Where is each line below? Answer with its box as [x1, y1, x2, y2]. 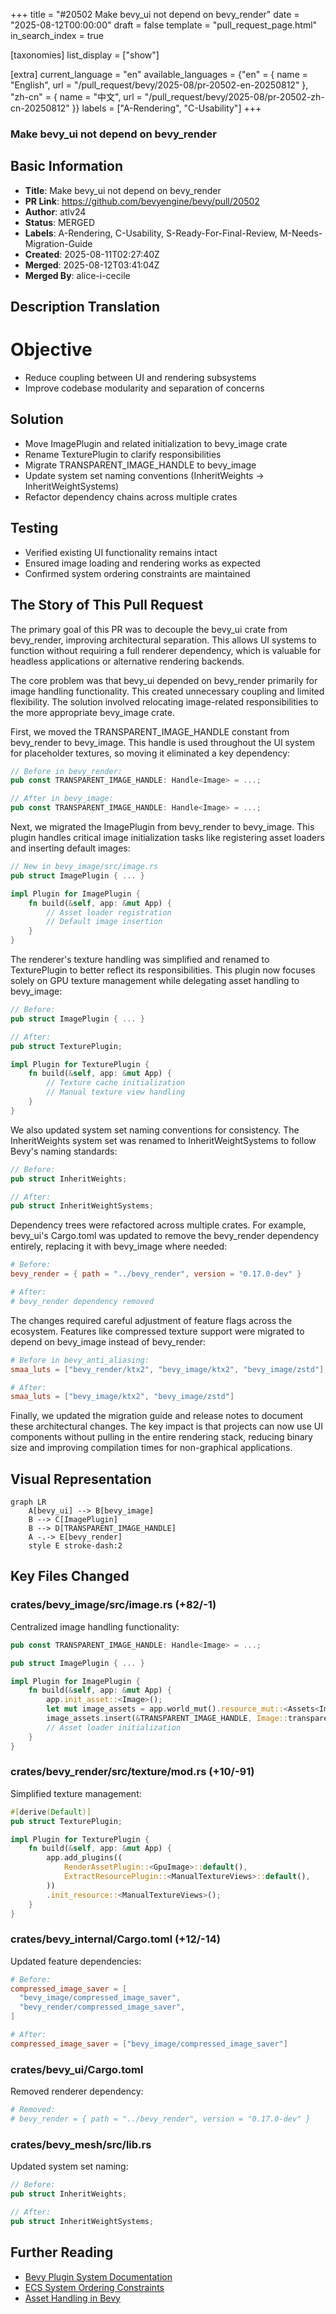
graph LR [10, 1497, 47, 1508]
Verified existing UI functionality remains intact [24, 546, 218, 558]
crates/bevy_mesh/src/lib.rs [10, 2137, 152, 2151]
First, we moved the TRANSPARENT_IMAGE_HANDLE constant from [10, 725, 290, 738]
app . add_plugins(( [46, 1853, 123, 1863]
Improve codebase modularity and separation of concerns [24, 382, 265, 394]
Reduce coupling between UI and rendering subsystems [24, 372, 257, 384]
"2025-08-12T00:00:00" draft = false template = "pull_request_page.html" [10, 19, 318, 31]
